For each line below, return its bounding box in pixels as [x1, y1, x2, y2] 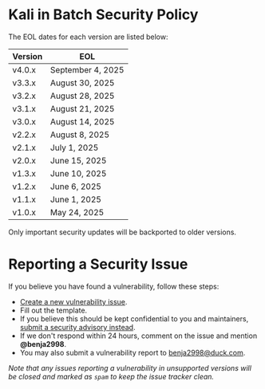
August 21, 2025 [50, 103, 115, 114]
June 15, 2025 [50, 155, 107, 166]
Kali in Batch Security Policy [8, 6, 199, 24]
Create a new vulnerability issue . [19, 297, 128, 306]
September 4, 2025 [50, 64, 125, 75]
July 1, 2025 [50, 142, 99, 153]
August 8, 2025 [50, 129, 110, 140]
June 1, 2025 [50, 194, 102, 205]
